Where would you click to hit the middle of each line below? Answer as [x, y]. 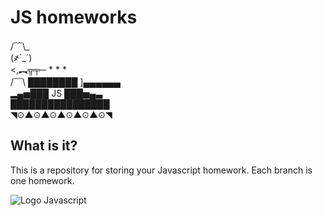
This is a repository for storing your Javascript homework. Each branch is [161, 170]
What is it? [44, 146]
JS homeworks [74, 17]
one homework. [42, 180]
